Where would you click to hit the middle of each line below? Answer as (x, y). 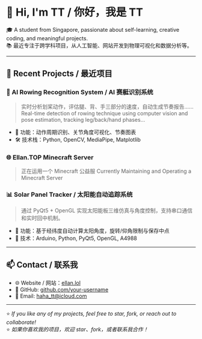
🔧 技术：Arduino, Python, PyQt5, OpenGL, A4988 (76, 238)
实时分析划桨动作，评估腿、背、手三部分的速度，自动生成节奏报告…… (107, 106)
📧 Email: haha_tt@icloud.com (51, 296)
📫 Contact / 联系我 (42, 265)
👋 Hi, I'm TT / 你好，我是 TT (75, 12)
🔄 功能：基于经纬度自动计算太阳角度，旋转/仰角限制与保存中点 (92, 231)
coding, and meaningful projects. (47, 38)
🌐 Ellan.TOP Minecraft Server (50, 157)
